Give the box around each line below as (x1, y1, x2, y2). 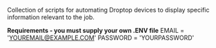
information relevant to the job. (7, 13, 95, 21)
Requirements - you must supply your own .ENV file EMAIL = (7, 27, 185, 34)
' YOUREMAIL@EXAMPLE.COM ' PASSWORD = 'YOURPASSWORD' (7, 34, 195, 42)
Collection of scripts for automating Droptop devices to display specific (7, 6, 210, 14)
